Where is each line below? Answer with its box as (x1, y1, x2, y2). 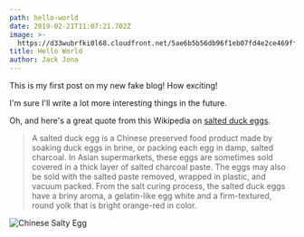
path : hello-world (9, 13, 79, 23)
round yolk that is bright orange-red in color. (31, 200, 197, 211)
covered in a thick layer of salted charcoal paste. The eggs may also (31, 162, 287, 172)
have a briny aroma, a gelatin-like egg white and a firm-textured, (31, 191, 272, 201)
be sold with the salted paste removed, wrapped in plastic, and (31, 171, 266, 182)
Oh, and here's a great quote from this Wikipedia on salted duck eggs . (9, 115, 271, 126)
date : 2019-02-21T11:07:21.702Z (9, 22, 131, 31)
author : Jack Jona (9, 55, 79, 64)
